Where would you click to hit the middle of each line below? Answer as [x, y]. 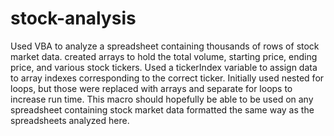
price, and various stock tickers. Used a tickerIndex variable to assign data [164, 67]
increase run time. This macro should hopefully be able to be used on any [162, 99]
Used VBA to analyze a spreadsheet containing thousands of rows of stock [165, 46]
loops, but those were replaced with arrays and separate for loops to [151, 88]
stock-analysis [73, 18]
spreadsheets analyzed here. [70, 120]
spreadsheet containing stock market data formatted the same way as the [162, 109]
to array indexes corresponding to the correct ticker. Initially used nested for [167, 78]
